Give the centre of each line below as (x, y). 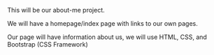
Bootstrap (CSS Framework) (48, 44)
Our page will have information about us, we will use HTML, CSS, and (107, 37)
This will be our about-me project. (56, 10)
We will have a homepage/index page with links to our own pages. (102, 23)
